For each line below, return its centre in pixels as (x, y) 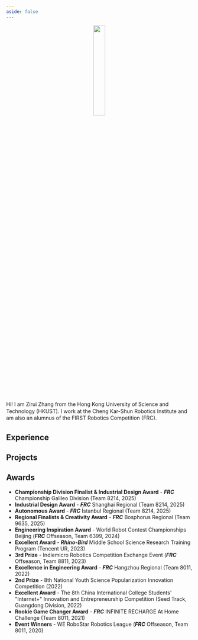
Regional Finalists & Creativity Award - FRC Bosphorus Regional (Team (102, 517)
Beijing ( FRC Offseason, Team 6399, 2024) (67, 536)
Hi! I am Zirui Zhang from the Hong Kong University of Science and (87, 404)
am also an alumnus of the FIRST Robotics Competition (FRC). (82, 418)
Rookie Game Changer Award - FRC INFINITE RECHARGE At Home (97, 612)
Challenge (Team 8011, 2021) (50, 617)
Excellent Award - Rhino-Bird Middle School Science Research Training (103, 542)
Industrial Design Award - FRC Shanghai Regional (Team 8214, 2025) (100, 504)
